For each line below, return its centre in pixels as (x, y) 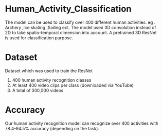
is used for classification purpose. (39, 38)
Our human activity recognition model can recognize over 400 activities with (82, 123)
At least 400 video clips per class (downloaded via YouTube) (73, 85)
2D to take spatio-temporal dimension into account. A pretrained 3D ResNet (81, 32)
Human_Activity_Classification (68, 9)
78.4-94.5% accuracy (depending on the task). (52, 128)
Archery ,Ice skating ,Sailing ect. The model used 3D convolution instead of (81, 27)
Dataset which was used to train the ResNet (49, 71)
